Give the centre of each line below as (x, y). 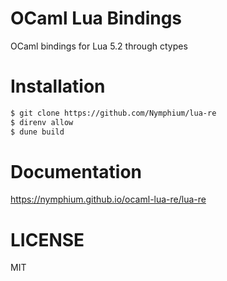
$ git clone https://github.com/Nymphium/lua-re (113, 113)
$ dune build (37, 132)
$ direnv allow (42, 122)
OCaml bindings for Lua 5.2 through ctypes (99, 46)
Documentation (76, 171)
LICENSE (47, 239)
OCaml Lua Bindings (96, 18)
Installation (58, 86)
